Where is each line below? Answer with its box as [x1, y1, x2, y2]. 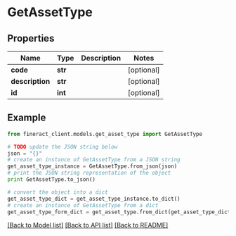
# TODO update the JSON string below [7, 143, 118, 150]
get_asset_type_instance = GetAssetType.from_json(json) [7, 163, 178, 170]
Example [7, 112, 46, 124]
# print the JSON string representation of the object [7, 170, 171, 177]
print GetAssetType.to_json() [7, 176, 96, 183]
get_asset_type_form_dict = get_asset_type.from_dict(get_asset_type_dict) [7, 209, 234, 216]
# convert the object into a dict [7, 188, 109, 196]
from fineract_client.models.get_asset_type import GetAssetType [7, 130, 202, 137]
